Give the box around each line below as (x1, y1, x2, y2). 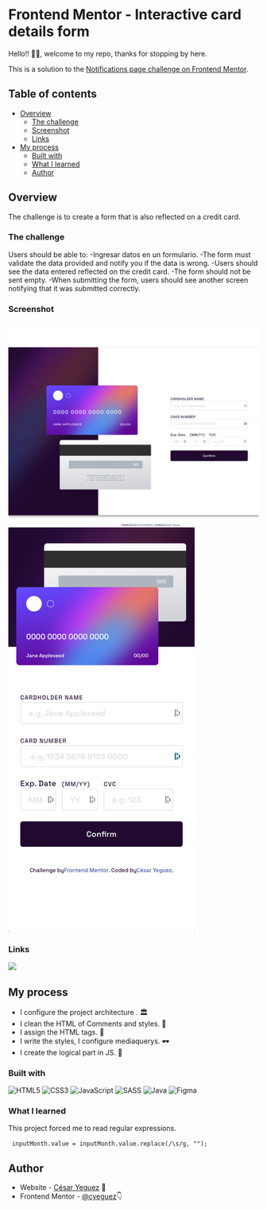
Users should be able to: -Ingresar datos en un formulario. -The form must (8, 249, 252, 259)
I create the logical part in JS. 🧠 (19, 1047, 123, 1057)
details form (8, 22, 90, 41)
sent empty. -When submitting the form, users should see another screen (8, 275, 249, 284)
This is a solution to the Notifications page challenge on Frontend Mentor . (8, 64, 249, 73)
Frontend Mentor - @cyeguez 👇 (19, 1191, 123, 1201)
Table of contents (8, 88, 97, 101)
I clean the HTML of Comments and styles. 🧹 (19, 1019, 167, 1028)
